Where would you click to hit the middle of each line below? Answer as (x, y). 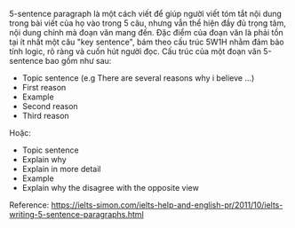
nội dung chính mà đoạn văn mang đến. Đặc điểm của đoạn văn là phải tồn (147, 32)
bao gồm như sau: (78, 61)
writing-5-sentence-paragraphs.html (76, 214)
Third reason (45, 116)
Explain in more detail (61, 169)
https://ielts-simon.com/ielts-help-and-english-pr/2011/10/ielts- (167, 205)
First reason (44, 87)
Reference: (29, 205)
